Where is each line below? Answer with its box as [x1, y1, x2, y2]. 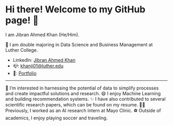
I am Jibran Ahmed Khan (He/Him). [5, 31, 80, 38]
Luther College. [5, 47, 38, 53]
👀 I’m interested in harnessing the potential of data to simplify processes [5, 85, 159, 91]
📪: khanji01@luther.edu [12, 63, 63, 69]
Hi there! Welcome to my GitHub [5, 4, 146, 15]
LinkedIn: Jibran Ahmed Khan [12, 57, 76, 63]
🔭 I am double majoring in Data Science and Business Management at [5, 41, 153, 47]
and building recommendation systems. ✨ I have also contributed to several [5, 96, 166, 102]
